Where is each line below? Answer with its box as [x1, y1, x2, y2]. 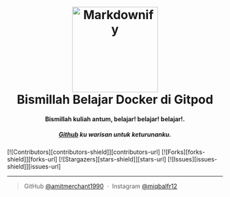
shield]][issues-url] [7, 162, 62, 170]
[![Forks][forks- [162, 148, 205, 156]
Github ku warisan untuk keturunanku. [58, 131, 172, 139]
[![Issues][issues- [167, 155, 218, 163]
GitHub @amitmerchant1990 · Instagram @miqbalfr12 [23, 182, 178, 190]
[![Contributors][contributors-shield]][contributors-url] [7, 148, 161, 156]
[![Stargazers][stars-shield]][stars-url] [58, 155, 166, 163]
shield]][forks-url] [7, 155, 57, 163]
